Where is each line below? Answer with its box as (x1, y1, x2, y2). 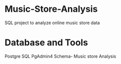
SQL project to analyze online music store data (4, 20, 100, 26)
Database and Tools (4, 37, 88, 48)
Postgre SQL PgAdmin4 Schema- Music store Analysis (4, 53, 117, 59)
